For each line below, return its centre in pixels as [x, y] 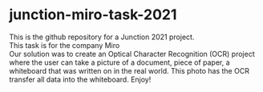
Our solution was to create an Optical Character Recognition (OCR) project [132, 54]
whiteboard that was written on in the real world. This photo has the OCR [129, 70]
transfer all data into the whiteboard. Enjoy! [80, 79]
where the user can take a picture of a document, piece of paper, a [120, 62]
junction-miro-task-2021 [93, 15]
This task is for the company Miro [65, 45]
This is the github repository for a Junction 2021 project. [102, 37]
